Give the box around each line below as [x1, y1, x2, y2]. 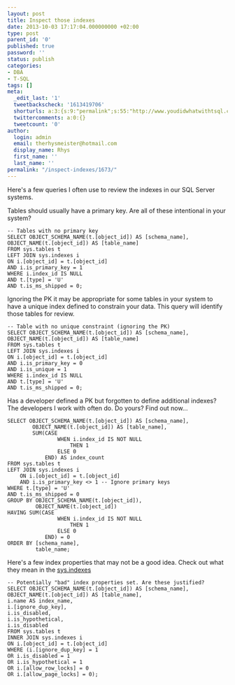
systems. [7, 193, 34, 201]
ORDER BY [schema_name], [7, 540, 80, 547]
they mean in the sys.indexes [7, 565, 92, 574]
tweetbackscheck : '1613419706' [13, 101, 105, 108]
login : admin [13, 134, 52, 140]
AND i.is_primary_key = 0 [7, 359, 83, 367]
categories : [7, 62, 42, 69]
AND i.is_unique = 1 [7, 366, 68, 373]
